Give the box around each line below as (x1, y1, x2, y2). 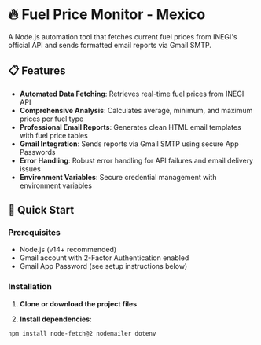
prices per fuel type (19, 114, 84, 123)
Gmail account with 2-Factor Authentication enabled (19, 253, 189, 262)
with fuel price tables (19, 130, 88, 140)
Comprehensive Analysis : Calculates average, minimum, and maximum (19, 105, 253, 115)
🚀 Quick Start (8, 204, 75, 217)
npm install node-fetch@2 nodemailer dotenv (8, 329, 156, 337)
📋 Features (8, 64, 66, 78)
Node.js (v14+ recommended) (19, 245, 117, 255)
